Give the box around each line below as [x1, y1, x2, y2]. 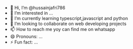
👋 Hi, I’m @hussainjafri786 [10, 5, 65, 10]
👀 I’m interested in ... [10, 10, 53, 16]
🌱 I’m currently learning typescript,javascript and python [10, 15, 128, 21]
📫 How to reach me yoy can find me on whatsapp [10, 26, 115, 32]
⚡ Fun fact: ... [10, 39, 38, 45]
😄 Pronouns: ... [10, 33, 43, 39]
